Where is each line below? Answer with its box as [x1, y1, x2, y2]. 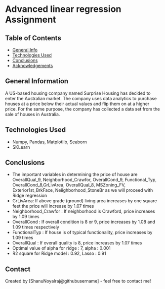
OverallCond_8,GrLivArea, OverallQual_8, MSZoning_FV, [12, 182, 126, 188]
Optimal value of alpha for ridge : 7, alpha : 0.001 [12, 245, 111, 251]
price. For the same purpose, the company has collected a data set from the [5, 106, 160, 112]
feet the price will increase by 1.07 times [12, 203, 94, 209]
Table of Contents [5, 34, 62, 42]
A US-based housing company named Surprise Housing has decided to [5, 90, 151, 96]
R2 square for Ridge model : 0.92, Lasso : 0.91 [12, 250, 106, 256]
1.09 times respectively [12, 224, 59, 230]
